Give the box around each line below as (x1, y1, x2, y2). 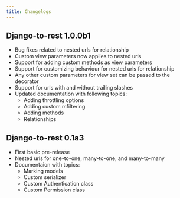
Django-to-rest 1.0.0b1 (6, 31, 91, 41)
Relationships (23, 116, 57, 123)
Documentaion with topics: (14, 161, 80, 168)
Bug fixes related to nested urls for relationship (14, 46, 129, 53)
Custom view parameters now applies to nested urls (14, 53, 142, 60)
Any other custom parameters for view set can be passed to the (14, 72, 170, 79)
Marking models (23, 167, 63, 175)
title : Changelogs (6, 8, 51, 15)
